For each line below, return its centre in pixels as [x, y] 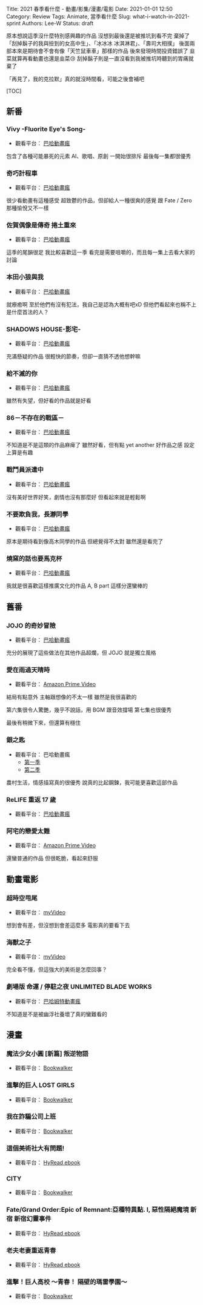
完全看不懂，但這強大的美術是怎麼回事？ [57, 970]
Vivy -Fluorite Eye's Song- [46, 129]
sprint [14, 23]
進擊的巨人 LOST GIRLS [41, 1085]
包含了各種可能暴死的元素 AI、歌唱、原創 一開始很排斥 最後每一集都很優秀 [99, 156]
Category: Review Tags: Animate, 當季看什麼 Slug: [69, 16]
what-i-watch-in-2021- [161, 16]
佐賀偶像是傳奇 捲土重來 [41, 225]
